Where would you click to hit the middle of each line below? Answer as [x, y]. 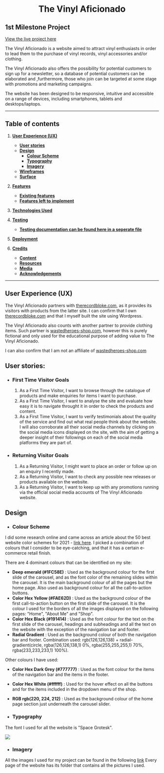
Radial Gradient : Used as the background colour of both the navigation [84, 635]
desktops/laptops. [23, 104]
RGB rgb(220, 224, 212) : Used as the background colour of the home [82, 699]
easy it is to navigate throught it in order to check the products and [86, 406]
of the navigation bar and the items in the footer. [61, 675]
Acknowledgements [40, 273]
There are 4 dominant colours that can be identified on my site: [68, 562]
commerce [16, 553]
